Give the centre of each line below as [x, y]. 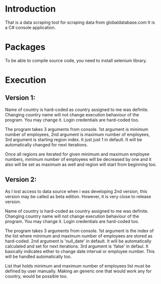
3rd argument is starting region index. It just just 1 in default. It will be [74, 140]
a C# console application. [30, 27]
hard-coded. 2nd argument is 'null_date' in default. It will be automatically [78, 241]
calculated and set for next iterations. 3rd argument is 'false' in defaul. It [77, 246]
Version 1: [20, 98]
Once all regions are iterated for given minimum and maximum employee [77, 154]
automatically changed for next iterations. [46, 144]
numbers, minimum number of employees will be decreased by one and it [78, 159]
